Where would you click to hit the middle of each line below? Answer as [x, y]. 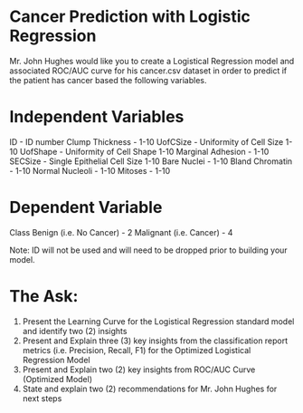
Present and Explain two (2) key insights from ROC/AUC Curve [139, 370]
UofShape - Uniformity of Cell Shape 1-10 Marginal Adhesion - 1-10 [144, 151]
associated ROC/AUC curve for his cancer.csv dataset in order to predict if [148, 71]
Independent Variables [97, 117]
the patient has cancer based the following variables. [108, 80]
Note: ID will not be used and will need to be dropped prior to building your [148, 250]
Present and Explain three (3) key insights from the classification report [155, 341]
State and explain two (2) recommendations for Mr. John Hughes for [150, 389]
